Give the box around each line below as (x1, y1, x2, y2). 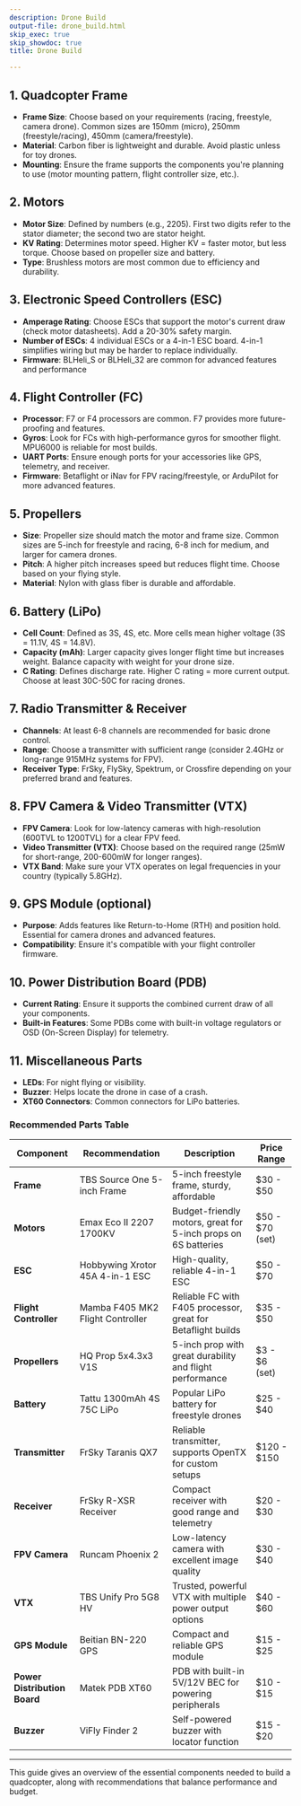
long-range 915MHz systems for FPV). (21, 753, 164, 764)
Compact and (171, 1628, 229, 1641)
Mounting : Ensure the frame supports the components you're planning (21, 159, 285, 170)
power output (171, 1602, 229, 1615)
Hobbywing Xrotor (79, 1258, 157, 1271)
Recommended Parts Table (9, 1118, 130, 1131)
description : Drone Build (9, 13, 106, 22)
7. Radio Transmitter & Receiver (9, 701, 187, 716)
